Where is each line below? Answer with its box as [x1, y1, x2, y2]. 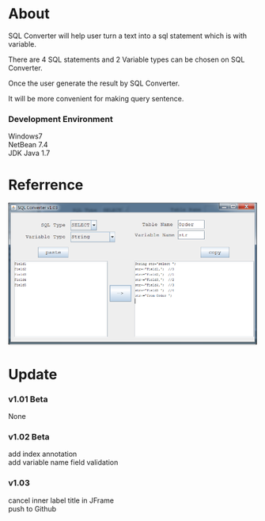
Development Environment [8, 113, 113, 124]
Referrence [8, 176, 84, 194]
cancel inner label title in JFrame [8, 496, 115, 505]
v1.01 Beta [8, 394, 48, 405]
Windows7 [8, 131, 43, 141]
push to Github [8, 504, 57, 513]
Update [8, 365, 58, 383]
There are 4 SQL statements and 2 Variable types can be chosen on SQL [8, 55, 245, 64]
